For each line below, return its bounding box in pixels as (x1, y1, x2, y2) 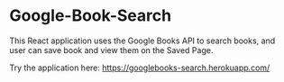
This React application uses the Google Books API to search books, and (9, 35, 276, 46)
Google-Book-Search (9, 5, 172, 26)
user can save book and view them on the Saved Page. (9, 44, 214, 55)
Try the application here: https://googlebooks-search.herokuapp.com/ (9, 62, 270, 73)
